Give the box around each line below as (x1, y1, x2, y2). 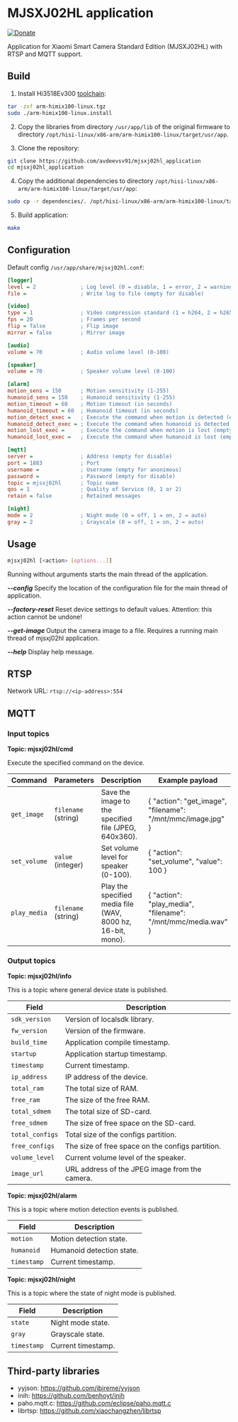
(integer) (54, 860, 84, 870)
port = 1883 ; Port (7, 459, 100, 466)
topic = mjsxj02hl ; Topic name (7, 479, 119, 487)
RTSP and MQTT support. (7, 50, 83, 58)
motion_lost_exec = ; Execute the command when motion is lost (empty (7, 427, 233, 434)
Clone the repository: (17, 143, 80, 152)
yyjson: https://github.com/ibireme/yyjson (17, 1384, 140, 1392)
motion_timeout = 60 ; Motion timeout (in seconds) (7, 400, 173, 407)
